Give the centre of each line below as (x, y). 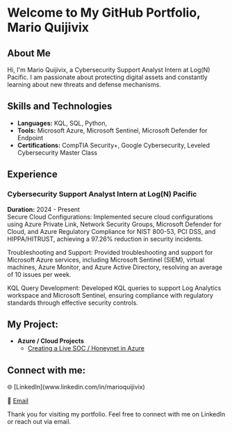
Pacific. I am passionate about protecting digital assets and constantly (108, 77)
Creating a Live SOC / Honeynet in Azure (86, 348)
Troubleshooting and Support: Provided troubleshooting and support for (110, 252)
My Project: (33, 324)
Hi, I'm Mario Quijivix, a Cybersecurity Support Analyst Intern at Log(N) (109, 70)
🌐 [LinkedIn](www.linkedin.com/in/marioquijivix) (76, 387)
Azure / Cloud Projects (51, 341)
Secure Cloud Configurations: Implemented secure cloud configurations (110, 217)
